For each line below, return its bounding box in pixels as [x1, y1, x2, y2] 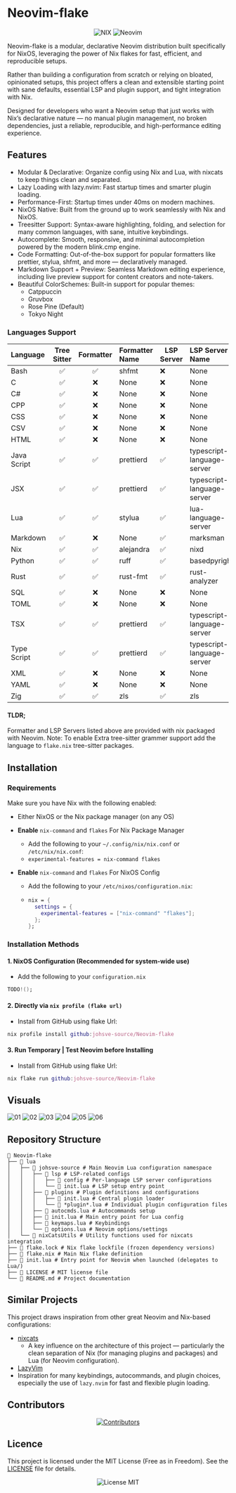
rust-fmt [119, 571, 148, 581]
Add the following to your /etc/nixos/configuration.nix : [27, 881, 193, 890]
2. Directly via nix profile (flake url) [7, 1001, 123, 1009]
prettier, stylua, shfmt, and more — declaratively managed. [17, 257, 188, 266]
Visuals [7, 1094, 41, 1106]
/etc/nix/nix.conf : [27, 847, 84, 855]
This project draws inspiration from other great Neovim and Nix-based [7, 1312, 211, 1321]
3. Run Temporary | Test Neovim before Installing [7, 1045, 154, 1054]
